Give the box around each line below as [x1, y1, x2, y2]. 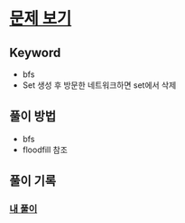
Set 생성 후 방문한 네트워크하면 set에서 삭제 [22, 80, 177, 91]
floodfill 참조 [22, 144, 68, 155]
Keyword [9, 44, 61, 60]
